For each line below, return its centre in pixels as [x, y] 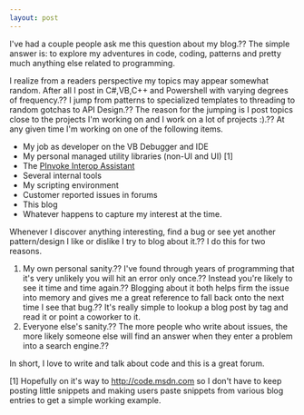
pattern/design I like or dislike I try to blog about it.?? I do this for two [137, 241]
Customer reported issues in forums [90, 194]
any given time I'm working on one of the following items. [117, 129]
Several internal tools [62, 175]
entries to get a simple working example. [85, 400]
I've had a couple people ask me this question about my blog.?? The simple [150, 44]
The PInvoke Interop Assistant [78, 165]
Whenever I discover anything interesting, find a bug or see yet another [143, 232]
